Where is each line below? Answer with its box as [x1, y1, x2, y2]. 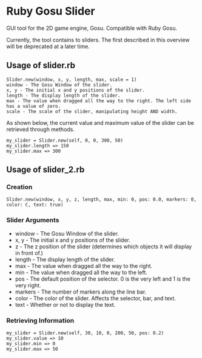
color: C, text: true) [6, 202, 64, 208]
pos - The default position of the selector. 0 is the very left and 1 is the [15, 275, 191, 283]
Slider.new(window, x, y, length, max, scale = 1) [6, 76, 137, 83]
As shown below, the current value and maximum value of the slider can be [6, 119, 194, 126]
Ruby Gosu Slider [6, 4, 95, 18]
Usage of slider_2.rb [6, 164, 85, 175]
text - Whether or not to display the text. [15, 301, 116, 308]
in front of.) [15, 249, 44, 256]
